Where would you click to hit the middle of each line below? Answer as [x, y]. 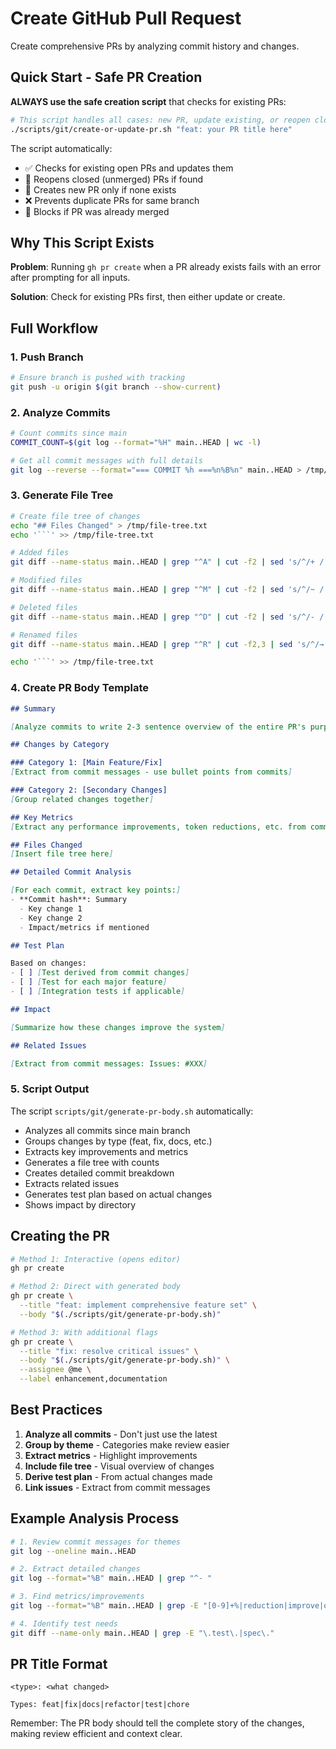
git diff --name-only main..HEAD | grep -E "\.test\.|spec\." [142, 1633]
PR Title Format [59, 1664]
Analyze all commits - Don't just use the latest [121, 1434]
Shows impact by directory [80, 1204]
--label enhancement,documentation [93, 1379]
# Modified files [46, 580]
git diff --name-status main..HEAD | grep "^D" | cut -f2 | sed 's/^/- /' [169, 617]
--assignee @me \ [55, 1370]
